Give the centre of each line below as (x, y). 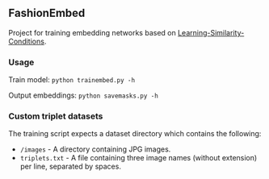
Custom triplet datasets (56, 116)
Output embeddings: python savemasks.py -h (84, 95)
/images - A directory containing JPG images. (95, 149)
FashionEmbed (47, 13)
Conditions (26, 41)
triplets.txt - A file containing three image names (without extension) (139, 158)
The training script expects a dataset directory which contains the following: (135, 134)
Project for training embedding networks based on (92, 32)
